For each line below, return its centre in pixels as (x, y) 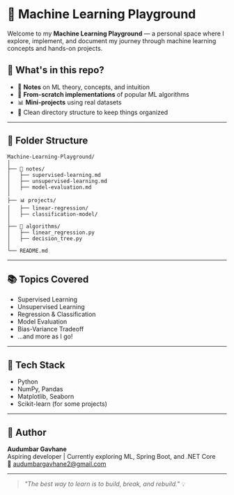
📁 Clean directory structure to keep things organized (93, 112)
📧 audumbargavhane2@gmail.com (57, 464)
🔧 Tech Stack (36, 365)
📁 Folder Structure (48, 141)
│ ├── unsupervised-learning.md (57, 181)
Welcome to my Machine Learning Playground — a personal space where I (116, 33)
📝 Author (27, 432)
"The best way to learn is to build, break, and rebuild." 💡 (105, 484)
